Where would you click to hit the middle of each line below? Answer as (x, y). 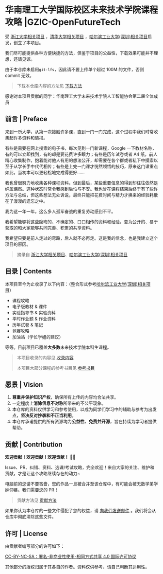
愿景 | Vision (24, 385)
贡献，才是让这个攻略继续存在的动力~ (43, 474)
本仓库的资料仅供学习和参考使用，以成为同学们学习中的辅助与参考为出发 (84, 410)
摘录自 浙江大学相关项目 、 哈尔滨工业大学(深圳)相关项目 (72, 254)
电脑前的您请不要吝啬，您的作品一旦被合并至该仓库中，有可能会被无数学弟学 (81, 484)
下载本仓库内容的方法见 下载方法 (49, 86)
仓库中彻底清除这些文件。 (31, 517)
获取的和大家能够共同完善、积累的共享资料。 (50, 228)
